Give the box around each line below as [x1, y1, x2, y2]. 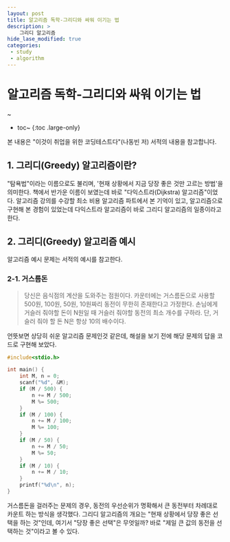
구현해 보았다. [19, 340, 57, 348]
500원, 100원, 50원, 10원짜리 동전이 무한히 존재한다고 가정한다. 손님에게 [23, 300, 218, 308]
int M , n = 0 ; [19, 373, 60, 379]
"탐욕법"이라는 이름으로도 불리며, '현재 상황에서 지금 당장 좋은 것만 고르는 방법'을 [7, 179, 223, 187]
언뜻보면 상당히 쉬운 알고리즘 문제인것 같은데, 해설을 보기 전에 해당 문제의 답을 [7, 331, 216, 340]
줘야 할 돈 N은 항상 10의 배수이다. [36, 317, 126, 325]
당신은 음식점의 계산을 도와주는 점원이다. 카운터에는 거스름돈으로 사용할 [23, 291, 215, 300]
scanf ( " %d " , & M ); [19, 379, 69, 386]
